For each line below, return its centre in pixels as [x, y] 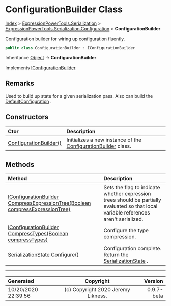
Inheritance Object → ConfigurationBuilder [51, 57]
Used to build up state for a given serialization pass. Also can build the [79, 96]
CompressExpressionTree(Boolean [49, 203]
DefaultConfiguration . [28, 101]
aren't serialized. [123, 219]
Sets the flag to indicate [132, 188]
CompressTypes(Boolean [38, 234]
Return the [116, 255]
